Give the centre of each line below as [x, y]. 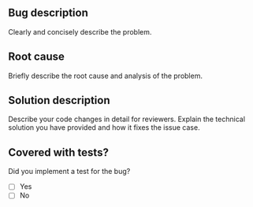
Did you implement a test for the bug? [69, 172]
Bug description [48, 13]
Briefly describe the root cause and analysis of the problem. [106, 76]
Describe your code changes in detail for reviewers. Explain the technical [127, 119]
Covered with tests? [58, 152]
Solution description [59, 100]
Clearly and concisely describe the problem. [80, 31]
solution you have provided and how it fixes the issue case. [104, 128]
